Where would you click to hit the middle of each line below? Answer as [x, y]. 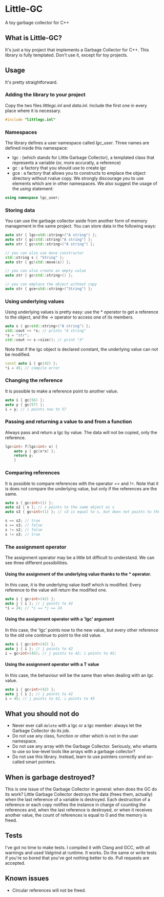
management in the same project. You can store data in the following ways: [81, 226]
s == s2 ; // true [23, 521]
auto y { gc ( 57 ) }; [25, 405]
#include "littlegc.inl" [30, 119]
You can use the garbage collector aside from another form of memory [76, 221]
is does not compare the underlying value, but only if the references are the [81, 488]
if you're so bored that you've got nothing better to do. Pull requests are [77, 858]
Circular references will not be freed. [49, 890]
